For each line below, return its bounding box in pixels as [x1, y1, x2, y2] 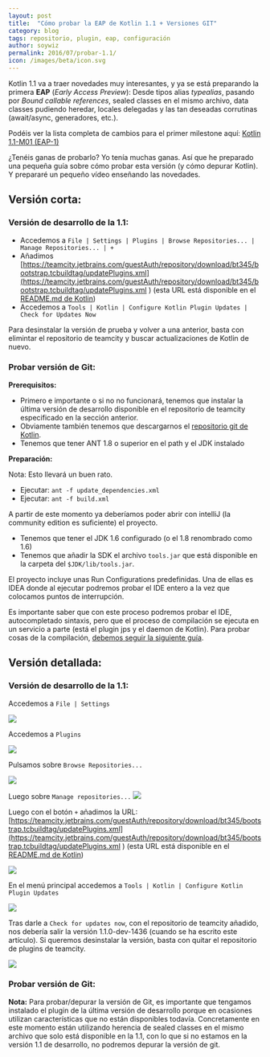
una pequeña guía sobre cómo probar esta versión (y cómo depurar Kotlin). [8, 161, 259, 170]
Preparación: [8, 453, 53, 463]
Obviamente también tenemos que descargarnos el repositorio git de [19, 421, 248, 431]
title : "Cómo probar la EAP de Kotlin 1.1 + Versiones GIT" [8, 19, 218, 27]
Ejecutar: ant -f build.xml [19, 494, 110, 503]
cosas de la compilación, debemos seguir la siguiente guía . [8, 633, 204, 642]
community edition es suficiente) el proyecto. [8, 518, 158, 527]
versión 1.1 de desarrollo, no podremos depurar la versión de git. [8, 1039, 221, 1049]
